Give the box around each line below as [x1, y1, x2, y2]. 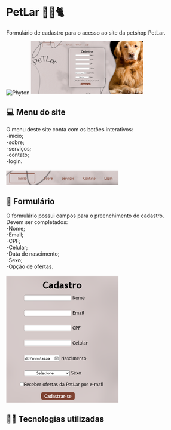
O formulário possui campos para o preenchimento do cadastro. [6, 212, 164, 219]
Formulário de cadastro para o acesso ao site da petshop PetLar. [6, 29, 166, 36]
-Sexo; [6, 257, 23, 264]
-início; [6, 132, 24, 139]
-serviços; [6, 145, 32, 152]
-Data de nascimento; [6, 250, 60, 257]
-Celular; [6, 244, 28, 251]
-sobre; [6, 139, 25, 146]
